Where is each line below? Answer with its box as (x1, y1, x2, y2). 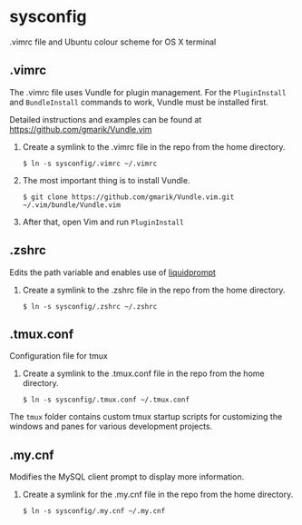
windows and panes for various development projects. (9, 421, 213, 432)
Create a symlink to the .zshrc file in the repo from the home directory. (22, 284, 286, 295)
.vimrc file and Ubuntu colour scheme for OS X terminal (9, 36, 217, 47)
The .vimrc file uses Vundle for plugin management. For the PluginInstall (9, 86, 287, 97)
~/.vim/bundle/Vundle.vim (22, 200, 121, 210)
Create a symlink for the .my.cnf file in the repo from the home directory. (22, 489, 294, 500)
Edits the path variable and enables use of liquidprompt (9, 266, 216, 278)
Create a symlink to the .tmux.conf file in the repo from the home (22, 368, 265, 379)
